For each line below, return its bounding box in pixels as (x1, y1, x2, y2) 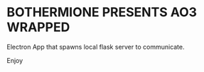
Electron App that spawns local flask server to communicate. (6, 42, 186, 51)
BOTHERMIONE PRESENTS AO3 (6, 4, 197, 20)
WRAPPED (6, 19, 70, 35)
